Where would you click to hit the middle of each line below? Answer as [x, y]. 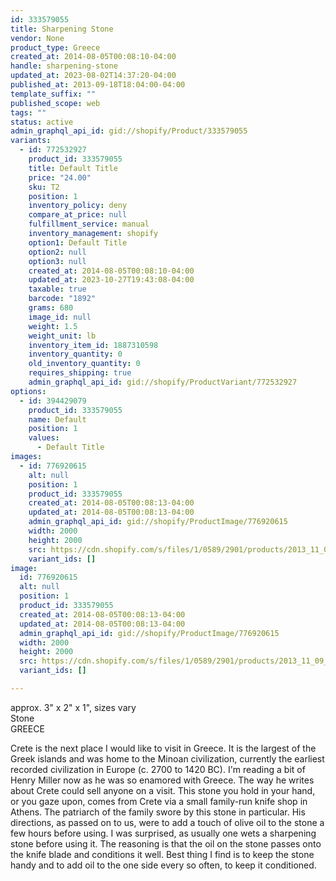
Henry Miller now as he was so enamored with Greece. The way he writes [162, 780]
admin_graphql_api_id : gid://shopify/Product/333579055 [129, 131]
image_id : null [60, 317]
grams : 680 [51, 308]
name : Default [57, 419]
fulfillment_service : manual [89, 224]
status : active [42, 122]
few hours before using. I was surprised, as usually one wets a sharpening [163, 833]
